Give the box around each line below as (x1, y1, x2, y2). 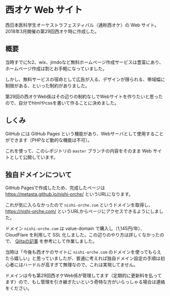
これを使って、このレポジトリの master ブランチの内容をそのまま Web (5, 147, 152, 154)
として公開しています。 (9, 154, 58, 160)
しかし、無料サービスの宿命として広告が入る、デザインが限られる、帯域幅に (5, 76, 165, 82)
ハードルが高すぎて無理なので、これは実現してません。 (22, 262, 138, 268)
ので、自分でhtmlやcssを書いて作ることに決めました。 (5, 100, 119, 106)
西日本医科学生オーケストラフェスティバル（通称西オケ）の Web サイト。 (5, 22, 159, 28)
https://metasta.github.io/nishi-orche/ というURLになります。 (5, 191, 133, 197)
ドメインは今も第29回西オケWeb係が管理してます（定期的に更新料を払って (5, 273, 162, 279)
